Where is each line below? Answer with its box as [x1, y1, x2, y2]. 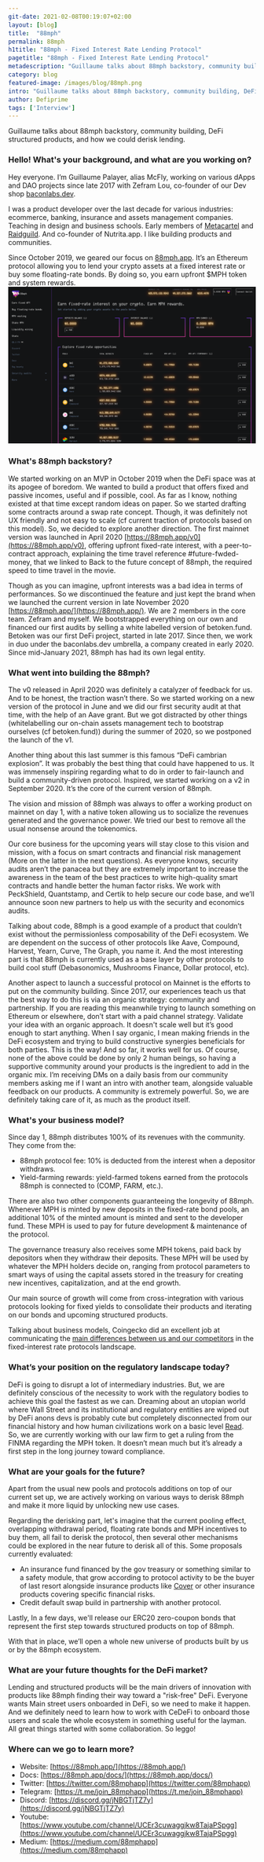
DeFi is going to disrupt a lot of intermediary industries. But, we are [8, 1380, 225, 1389]
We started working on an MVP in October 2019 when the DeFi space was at [8, 474, 256, 483]
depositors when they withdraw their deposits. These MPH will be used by [8, 1253, 249, 1263]
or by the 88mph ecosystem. [8, 1644, 102, 1654]
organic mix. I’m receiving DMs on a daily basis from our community [8, 1070, 229, 1079]
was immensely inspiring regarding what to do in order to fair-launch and [8, 767, 244, 777]
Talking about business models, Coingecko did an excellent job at [8, 1325, 220, 1335]
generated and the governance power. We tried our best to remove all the [8, 816, 246, 825]
